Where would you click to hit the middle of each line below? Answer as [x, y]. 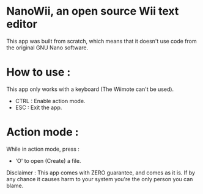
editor [22, 24]
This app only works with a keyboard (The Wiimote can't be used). [90, 89]
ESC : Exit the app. [39, 107]
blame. [15, 185]
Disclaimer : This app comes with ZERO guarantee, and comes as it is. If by [101, 173]
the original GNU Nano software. [47, 48]
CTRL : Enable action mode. [50, 101]
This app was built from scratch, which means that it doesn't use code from [102, 41]
